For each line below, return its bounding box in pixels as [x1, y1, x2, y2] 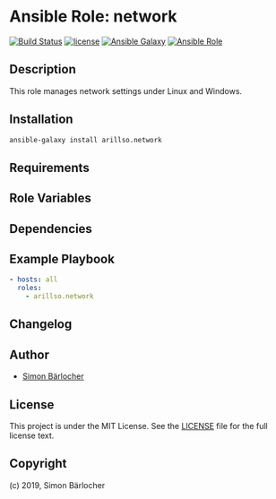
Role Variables [9, 191, 91, 206]
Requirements [9, 159, 90, 176]
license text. [9, 430, 55, 441]
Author [9, 347, 49, 362]
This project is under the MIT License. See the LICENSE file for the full [9, 421, 268, 432]
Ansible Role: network [9, 6, 177, 27]
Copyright [9, 456, 67, 471]
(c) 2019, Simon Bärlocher [9, 479, 106, 490]
